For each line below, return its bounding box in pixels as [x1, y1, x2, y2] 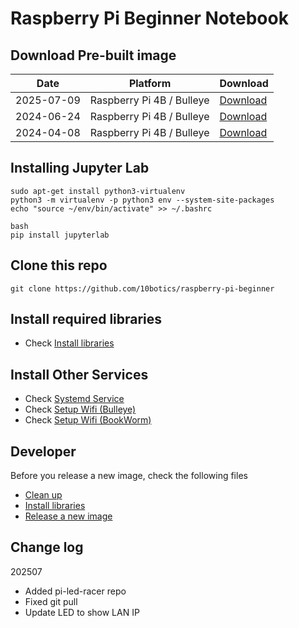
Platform [128, 77, 172, 90]
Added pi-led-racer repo [24, 585, 127, 597]
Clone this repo [10, 257, 108, 274]
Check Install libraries [24, 337, 115, 349]
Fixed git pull [24, 595, 78, 607]
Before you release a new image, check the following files [10, 470, 248, 482]
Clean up [24, 489, 63, 501]
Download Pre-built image [10, 47, 177, 64]
